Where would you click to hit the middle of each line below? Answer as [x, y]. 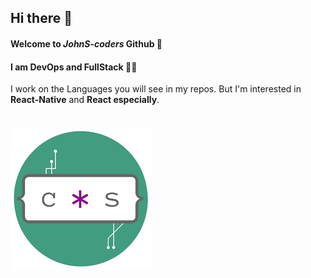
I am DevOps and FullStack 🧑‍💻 [74, 67]
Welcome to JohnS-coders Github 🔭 [86, 43]
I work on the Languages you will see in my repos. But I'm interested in [156, 89]
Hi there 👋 [41, 18]
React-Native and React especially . [85, 100]
